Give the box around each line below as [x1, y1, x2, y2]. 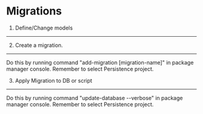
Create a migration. [14, 41, 63, 49]
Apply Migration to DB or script [14, 77, 92, 84]
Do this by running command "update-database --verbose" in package [6, 94, 183, 101]
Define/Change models [14, 24, 73, 31]
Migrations [6, 4, 62, 18]
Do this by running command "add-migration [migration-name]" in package [6, 59, 194, 66]
